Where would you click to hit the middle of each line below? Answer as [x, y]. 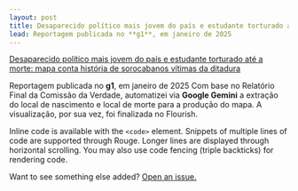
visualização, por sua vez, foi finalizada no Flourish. [103, 114]
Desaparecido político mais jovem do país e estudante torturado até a [136, 60]
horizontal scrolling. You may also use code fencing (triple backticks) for [141, 150]
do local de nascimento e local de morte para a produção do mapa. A [136, 105]
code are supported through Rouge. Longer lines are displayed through [139, 141]
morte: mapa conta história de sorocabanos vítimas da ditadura [125, 68]
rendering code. [39, 160]
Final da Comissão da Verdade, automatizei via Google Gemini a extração [144, 95]
